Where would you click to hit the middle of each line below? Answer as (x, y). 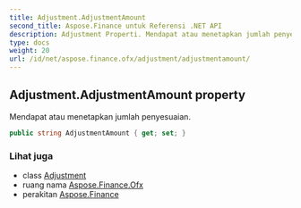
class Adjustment (54, 175)
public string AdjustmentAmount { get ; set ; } (98, 133)
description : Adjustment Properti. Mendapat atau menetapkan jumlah (140, 34)
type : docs (30, 42)
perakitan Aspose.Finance (70, 194)
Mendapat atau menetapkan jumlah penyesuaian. (100, 116)
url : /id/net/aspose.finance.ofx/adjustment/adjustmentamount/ (130, 59)
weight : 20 (30, 51)
